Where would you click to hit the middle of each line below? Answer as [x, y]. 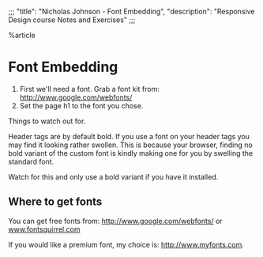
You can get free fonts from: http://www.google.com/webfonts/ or [115, 221]
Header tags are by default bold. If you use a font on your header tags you [129, 136]
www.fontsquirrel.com [44, 229]
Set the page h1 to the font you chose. [81, 105]
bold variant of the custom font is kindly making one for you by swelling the [131, 153]
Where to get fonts [55, 202]
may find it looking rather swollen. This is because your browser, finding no [130, 145]
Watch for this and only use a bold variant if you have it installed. [113, 176]
